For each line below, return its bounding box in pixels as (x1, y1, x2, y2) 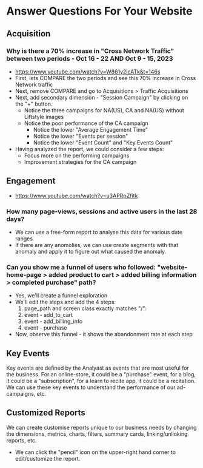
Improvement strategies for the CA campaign (24, 158, 137, 165)
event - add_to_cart (24, 311, 73, 319)
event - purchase (24, 324, 67, 331)
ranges (15, 235, 33, 242)
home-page (6, 270, 42, 279)
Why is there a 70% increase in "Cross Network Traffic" (6, 47, 175, 55)
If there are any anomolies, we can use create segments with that (15, 241, 179, 248)
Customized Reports (6, 408, 86, 418)
